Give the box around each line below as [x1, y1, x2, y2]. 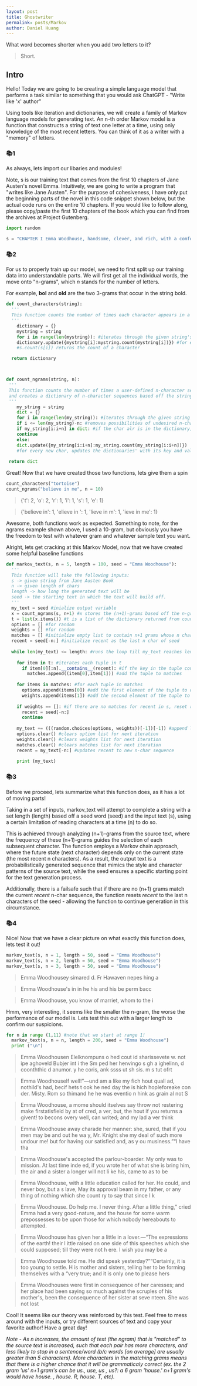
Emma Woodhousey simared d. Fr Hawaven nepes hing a [20, 974, 159, 981]
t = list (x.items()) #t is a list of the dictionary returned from [11, 616, 180, 622]
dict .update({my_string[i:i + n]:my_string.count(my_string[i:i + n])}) [16, 442, 188, 448]
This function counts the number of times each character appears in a [11, 312, 191, 318]
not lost [20, 1300, 39, 1308]
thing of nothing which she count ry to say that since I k [20, 1192, 155, 1199]
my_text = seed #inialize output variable [11, 605, 117, 611]
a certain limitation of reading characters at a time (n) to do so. [6, 818, 157, 825]
